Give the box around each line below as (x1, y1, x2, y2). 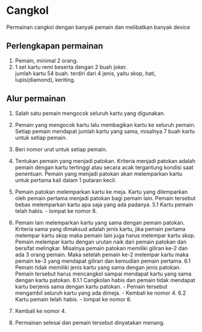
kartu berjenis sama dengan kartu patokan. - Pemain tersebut (14, 283, 168, 290)
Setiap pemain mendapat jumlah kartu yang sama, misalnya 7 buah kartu (14, 128, 195, 135)
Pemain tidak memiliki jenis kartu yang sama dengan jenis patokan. (14, 263, 182, 271)
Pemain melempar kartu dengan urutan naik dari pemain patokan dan (14, 238, 187, 245)
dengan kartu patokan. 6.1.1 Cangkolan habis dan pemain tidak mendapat (14, 276, 195, 283)
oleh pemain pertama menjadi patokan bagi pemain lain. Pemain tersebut (14, 194, 196, 201)
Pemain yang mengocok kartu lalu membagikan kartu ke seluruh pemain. (14, 121, 196, 128)
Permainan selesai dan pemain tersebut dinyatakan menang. (14, 319, 165, 326)
